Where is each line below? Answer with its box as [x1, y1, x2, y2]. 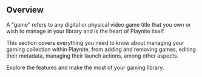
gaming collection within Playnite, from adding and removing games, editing [6, 45, 196, 53]
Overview [6, 5, 44, 15]
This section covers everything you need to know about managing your [6, 39, 184, 46]
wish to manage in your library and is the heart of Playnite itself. [6, 27, 166, 35]
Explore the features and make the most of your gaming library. [6, 64, 164, 71]
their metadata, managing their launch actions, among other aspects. [6, 52, 179, 59]
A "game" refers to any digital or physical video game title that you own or [6, 21, 191, 28]
